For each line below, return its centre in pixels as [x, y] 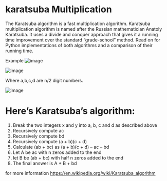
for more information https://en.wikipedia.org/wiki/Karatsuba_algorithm [80, 173]
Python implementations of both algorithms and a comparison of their [79, 45]
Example [15, 60]
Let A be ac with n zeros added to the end [57, 152]
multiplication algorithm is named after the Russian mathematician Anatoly [84, 29]
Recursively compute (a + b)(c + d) [50, 141]
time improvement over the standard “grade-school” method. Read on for [83, 40]
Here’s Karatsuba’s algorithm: [70, 111]
